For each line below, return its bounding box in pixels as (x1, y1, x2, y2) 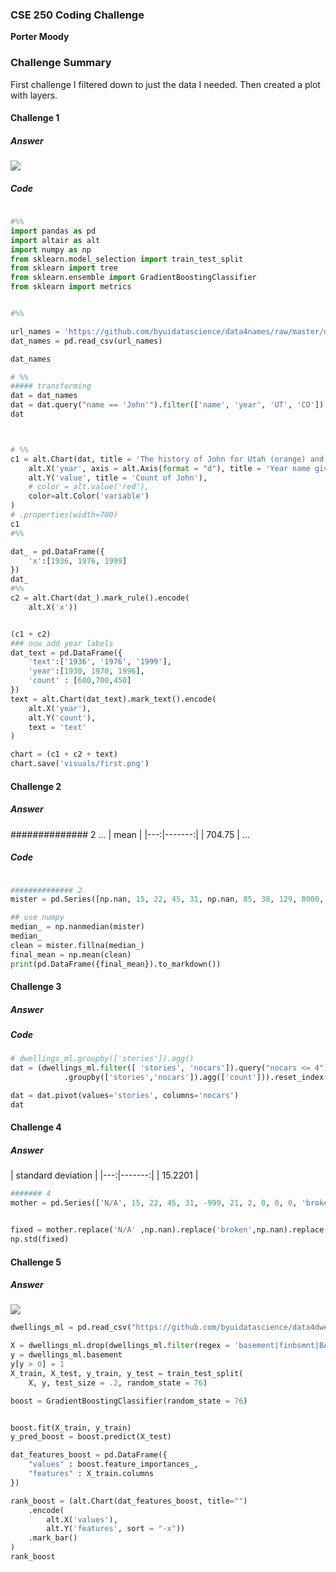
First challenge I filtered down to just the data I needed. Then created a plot (10, 78, 321, 90)
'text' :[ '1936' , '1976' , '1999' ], (28, 657, 172, 667)
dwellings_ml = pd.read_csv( (10, 1323, 132, 1333)
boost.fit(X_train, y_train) (10, 1423, 132, 1433)
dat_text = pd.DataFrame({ (10, 648, 123, 658)
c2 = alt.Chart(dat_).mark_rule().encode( (10, 593, 190, 603)
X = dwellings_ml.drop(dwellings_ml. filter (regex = (10, 1341, 230, 1351)
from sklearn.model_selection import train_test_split (10, 254, 244, 264)
